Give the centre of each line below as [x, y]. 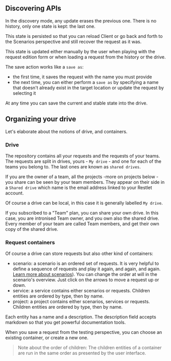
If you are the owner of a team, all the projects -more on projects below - [82, 177]
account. [15, 193]
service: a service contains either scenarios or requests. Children [81, 291]
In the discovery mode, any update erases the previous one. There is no [81, 20]
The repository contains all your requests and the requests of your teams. [83, 156]
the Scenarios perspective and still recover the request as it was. [74, 41]
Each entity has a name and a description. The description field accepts [81, 317]
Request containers [30, 242]
